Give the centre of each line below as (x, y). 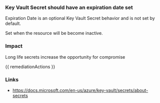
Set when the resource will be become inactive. (54, 33)
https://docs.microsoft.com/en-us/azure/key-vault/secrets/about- (80, 90)
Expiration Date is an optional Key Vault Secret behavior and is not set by (80, 18)
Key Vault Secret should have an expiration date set (69, 7)
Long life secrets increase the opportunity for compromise (65, 57)
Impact (14, 46)
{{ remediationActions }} (30, 67)
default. (13, 23)
